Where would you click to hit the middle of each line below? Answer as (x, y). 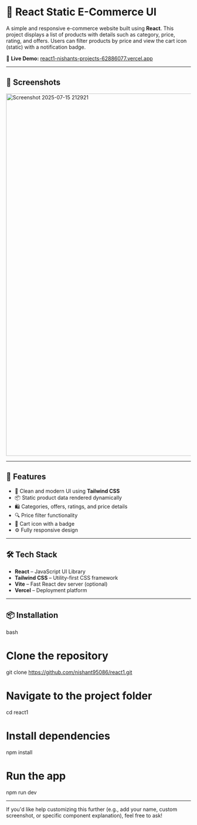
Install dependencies (58, 736)
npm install (19, 752)
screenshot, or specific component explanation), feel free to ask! (84, 815)
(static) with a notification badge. (46, 47)
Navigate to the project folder (79, 696)
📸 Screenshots (33, 83)
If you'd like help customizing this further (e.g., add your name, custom (92, 809)
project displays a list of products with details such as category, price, (91, 34)
